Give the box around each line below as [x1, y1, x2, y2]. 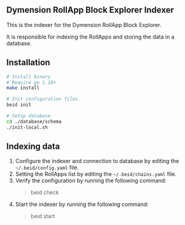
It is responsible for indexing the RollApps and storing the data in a [6, 33, 175, 40]
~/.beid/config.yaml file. [15, 164, 79, 171]
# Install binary [6, 74, 51, 80]
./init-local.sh [6, 124, 48, 131]
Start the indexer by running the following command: [15, 200, 149, 208]
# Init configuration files [6, 96, 79, 102]
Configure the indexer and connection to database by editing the [15, 158, 179, 165]
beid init [6, 102, 32, 108]
